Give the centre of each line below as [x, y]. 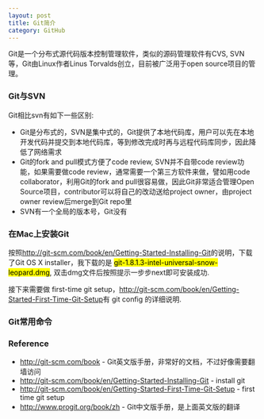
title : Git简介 [32, 23]
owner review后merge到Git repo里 [76, 201]
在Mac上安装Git [39, 233]
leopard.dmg [29, 272]
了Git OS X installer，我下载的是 [60, 262]
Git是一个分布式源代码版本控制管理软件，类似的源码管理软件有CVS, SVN [126, 54]
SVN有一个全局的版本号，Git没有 [73, 211]
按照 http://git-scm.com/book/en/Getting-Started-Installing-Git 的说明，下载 [130, 252]
